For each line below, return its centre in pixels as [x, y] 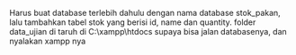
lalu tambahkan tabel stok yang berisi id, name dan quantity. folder [133, 22]
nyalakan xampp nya [48, 41]
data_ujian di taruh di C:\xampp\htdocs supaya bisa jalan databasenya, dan [148, 31]
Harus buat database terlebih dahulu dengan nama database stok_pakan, [145, 13]
